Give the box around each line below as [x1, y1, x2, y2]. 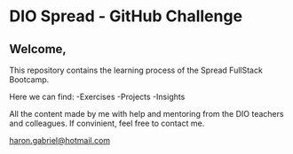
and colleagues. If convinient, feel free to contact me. [9, 118, 205, 128]
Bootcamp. [9, 74, 50, 85]
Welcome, [9, 42, 67, 57]
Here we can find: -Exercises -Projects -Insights [9, 91, 186, 102]
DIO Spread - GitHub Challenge [9, 6, 242, 27]
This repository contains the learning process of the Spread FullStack [9, 65, 264, 75]
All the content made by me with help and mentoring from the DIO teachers [9, 109, 284, 119]
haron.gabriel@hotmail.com [9, 135, 111, 145]
